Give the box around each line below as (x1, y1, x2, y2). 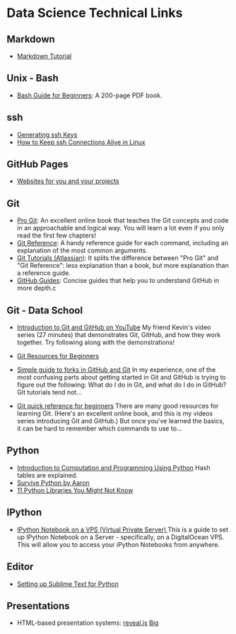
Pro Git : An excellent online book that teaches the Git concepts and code (16, 216, 229, 225)
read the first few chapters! (16, 231, 97, 240)
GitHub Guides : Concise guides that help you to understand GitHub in (16, 276, 220, 285)
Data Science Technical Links (6, 5, 183, 21)
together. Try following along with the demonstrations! (16, 338, 175, 347)
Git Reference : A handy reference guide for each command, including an (16, 239, 229, 247)
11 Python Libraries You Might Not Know (16, 486, 134, 494)
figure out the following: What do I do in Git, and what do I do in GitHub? (16, 380, 227, 389)
